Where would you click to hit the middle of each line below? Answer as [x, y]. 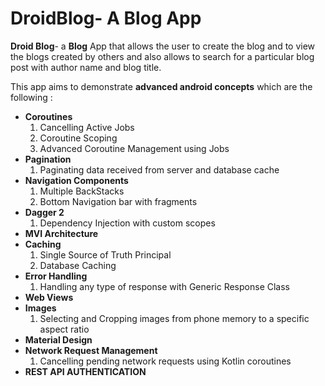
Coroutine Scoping [78, 138]
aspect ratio [64, 329]
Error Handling [56, 276]
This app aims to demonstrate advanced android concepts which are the [161, 86]
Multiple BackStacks [82, 191]
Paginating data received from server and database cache [159, 169]
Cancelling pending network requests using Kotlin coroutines [165, 361]
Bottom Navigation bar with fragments [118, 201]
